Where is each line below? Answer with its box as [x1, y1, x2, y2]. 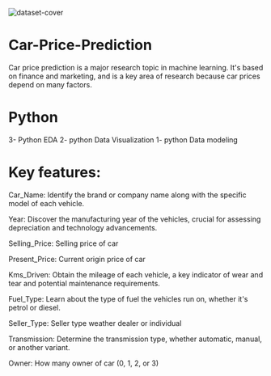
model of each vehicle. [8, 198, 85, 208]
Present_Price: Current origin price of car [8, 254, 146, 264]
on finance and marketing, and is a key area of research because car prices [8, 71, 260, 81]
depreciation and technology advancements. [8, 222, 158, 232]
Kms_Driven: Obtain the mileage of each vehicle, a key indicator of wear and [8, 269, 264, 279]
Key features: [8, 163, 101, 182]
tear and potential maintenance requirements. [8, 278, 160, 288]
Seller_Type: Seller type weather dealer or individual [8, 318, 182, 327]
